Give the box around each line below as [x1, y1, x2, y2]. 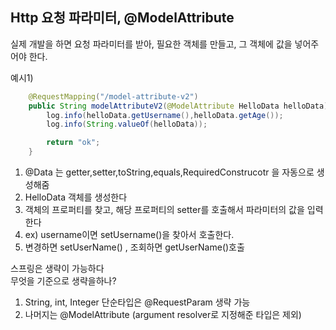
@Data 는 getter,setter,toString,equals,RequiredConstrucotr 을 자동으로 [24, 166, 315, 178]
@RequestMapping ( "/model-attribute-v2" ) [28, 91, 199, 102]
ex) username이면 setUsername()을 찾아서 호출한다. [24, 229, 235, 241]
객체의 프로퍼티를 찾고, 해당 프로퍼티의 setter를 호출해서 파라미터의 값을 [24, 204, 305, 216]
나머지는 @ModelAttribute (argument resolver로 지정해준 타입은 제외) [24, 309, 302, 321]
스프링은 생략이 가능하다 [10, 263, 105, 275]
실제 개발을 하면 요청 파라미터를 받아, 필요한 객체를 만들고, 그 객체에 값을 [10, 38, 293, 50]
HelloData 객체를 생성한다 [24, 191, 128, 203]
